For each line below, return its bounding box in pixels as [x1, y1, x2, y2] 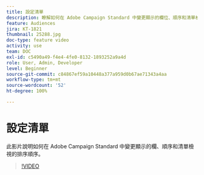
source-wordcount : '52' [6, 83, 67, 89]
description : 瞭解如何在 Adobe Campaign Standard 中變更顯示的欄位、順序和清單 [6, 15, 195, 21]
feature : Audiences [6, 20, 56, 26]
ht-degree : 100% [6, 88, 47, 94]
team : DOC [6, 49, 32, 55]
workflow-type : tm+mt [6, 77, 61, 83]
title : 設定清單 [6, 9, 44, 15]
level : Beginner [6, 65, 47, 72]
